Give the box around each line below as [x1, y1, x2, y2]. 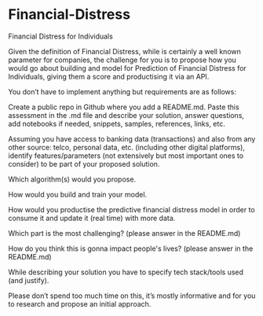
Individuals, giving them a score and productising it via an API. [8, 72, 210, 81]
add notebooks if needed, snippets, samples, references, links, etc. [8, 119, 225, 128]
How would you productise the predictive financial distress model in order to [8, 204, 255, 214]
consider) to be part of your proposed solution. [8, 159, 160, 168]
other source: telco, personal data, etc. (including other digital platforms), [8, 142, 246, 152]
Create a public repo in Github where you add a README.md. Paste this [8, 102, 239, 112]
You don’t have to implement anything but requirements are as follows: [8, 86, 237, 96]
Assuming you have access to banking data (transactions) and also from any [8, 134, 256, 143]
